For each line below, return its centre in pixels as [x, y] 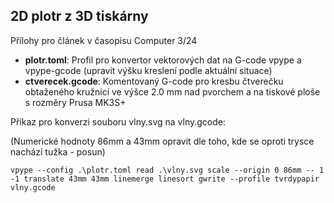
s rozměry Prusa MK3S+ [75, 102]
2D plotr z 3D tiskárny [79, 16]
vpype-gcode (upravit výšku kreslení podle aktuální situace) [148, 70]
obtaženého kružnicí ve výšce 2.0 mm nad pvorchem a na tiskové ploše [172, 91]
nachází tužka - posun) [58, 151]
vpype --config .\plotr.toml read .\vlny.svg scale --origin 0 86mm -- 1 [167, 170]
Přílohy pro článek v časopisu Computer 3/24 [104, 40]
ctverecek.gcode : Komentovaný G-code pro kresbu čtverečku [154, 81]
